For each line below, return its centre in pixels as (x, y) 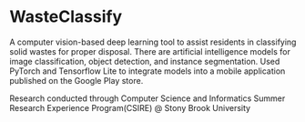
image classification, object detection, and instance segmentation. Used (145, 61)
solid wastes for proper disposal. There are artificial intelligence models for (150, 51)
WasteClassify (66, 17)
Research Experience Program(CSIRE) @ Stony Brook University (130, 107)
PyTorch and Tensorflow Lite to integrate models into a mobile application (147, 71)
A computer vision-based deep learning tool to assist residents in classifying (153, 42)
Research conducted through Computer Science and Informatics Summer (147, 98)
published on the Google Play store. (76, 80)
